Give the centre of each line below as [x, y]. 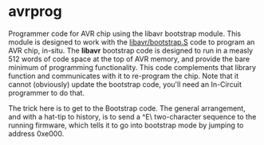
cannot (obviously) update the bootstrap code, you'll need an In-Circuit [125, 84]
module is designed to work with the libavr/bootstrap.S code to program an [132, 41]
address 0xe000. [36, 133]
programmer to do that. [47, 92]
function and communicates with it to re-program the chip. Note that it [124, 76]
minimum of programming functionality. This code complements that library [132, 67]
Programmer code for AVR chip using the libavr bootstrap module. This [125, 33]
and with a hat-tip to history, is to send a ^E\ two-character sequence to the [132, 116]
